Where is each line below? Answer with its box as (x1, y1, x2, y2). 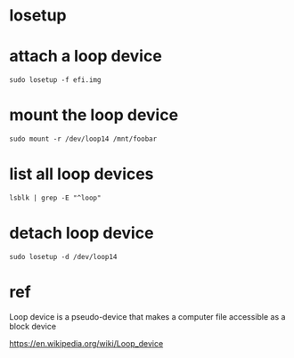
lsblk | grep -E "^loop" (9, 193, 102, 202)
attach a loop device (9, 46, 162, 67)
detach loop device (9, 224, 154, 243)
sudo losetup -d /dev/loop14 (9, 252, 118, 261)
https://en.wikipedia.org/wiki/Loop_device (9, 338, 164, 348)
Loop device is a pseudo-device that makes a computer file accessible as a (9, 311, 286, 321)
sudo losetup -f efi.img (9, 76, 102, 85)
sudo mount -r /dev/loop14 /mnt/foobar (9, 134, 158, 143)
